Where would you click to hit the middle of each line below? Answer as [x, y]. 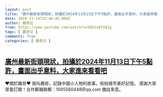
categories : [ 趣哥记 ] [28, 41]
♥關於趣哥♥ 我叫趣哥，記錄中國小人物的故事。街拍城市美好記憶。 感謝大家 [81, 83]
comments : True [20, 37]
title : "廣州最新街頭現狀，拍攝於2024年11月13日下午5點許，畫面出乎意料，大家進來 [80, 14]
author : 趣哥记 [19, 23]
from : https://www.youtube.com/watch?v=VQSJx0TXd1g [58, 28]
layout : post [18, 9]
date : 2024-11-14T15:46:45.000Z [38, 18]
